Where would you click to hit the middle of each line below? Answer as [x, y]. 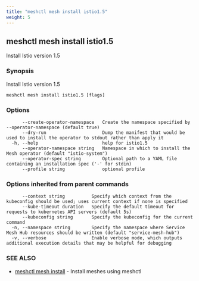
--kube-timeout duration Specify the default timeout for [98, 207]
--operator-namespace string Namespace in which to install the [106, 148]
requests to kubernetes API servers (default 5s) [69, 212]
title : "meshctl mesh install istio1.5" [57, 12]
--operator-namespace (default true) [53, 127]
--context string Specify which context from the [97, 196]
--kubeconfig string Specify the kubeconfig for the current [108, 217]
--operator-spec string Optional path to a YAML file [99, 158]
